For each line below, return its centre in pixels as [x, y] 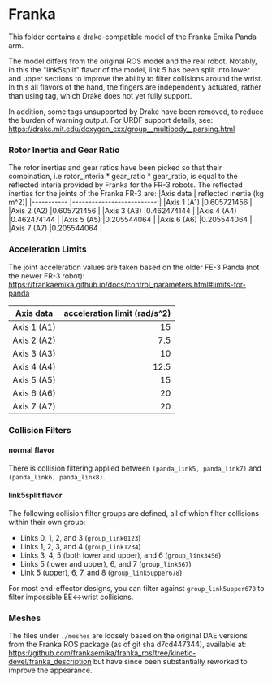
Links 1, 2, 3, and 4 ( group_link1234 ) [80, 546]
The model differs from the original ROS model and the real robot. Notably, [133, 61]
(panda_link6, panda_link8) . [57, 476]
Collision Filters [40, 431]
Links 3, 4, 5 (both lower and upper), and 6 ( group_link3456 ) [121, 555]
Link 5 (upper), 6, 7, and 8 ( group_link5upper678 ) [101, 572]
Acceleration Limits [47, 249]
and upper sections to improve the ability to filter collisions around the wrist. [136, 78]
